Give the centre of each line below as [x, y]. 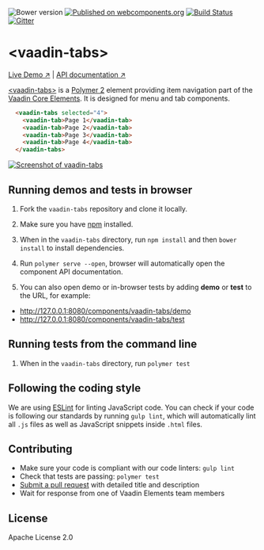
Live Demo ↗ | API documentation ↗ [67, 74]
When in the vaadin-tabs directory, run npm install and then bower [128, 239]
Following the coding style [75, 388]
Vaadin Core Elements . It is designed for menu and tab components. [119, 98]
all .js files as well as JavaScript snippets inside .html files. [106, 424]
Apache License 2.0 [41, 537]
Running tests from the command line [103, 344]
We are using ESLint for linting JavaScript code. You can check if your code [131, 407]
